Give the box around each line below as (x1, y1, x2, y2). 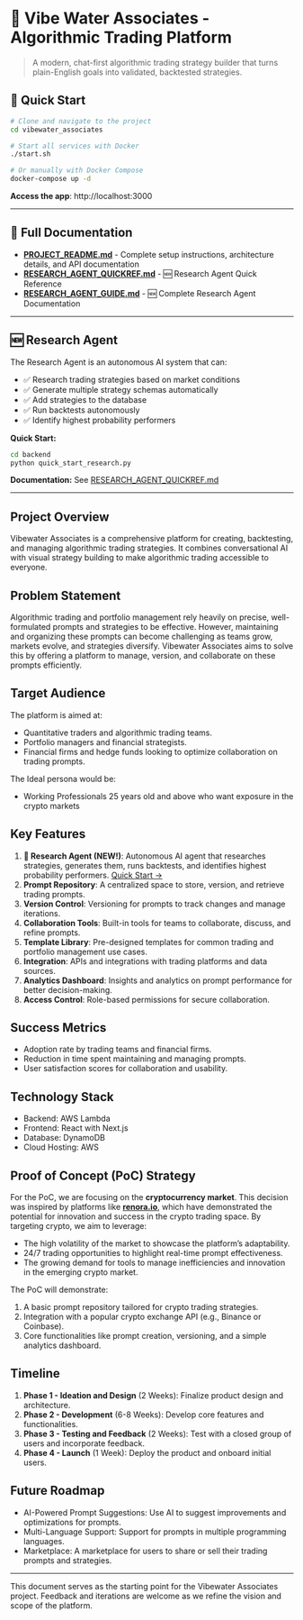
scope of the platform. (10, 1599, 93, 1611)
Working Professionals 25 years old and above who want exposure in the (22, 790, 294, 801)
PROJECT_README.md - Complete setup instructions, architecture (22, 249, 274, 259)
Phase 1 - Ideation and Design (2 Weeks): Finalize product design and (22, 1389, 284, 1400)
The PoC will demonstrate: (10, 1284, 109, 1296)
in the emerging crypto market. (22, 1267, 138, 1278)
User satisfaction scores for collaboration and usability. (22, 1063, 228, 1074)
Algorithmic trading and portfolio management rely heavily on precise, (10, 612, 270, 623)
